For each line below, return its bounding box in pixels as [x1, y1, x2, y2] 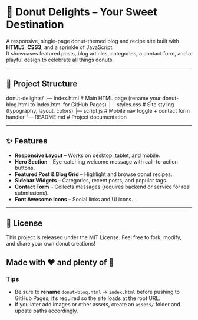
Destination [6, 18, 64, 31]
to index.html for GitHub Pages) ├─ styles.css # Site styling [30, 100, 174, 108]
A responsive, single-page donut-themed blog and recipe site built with [6, 37, 180, 44]
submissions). [14, 189, 49, 197]
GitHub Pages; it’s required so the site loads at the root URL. [14, 295, 161, 302]
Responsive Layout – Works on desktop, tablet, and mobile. [14, 152, 160, 159]
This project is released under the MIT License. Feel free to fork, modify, [6, 234, 181, 241]
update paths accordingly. [14, 307, 78, 315]
